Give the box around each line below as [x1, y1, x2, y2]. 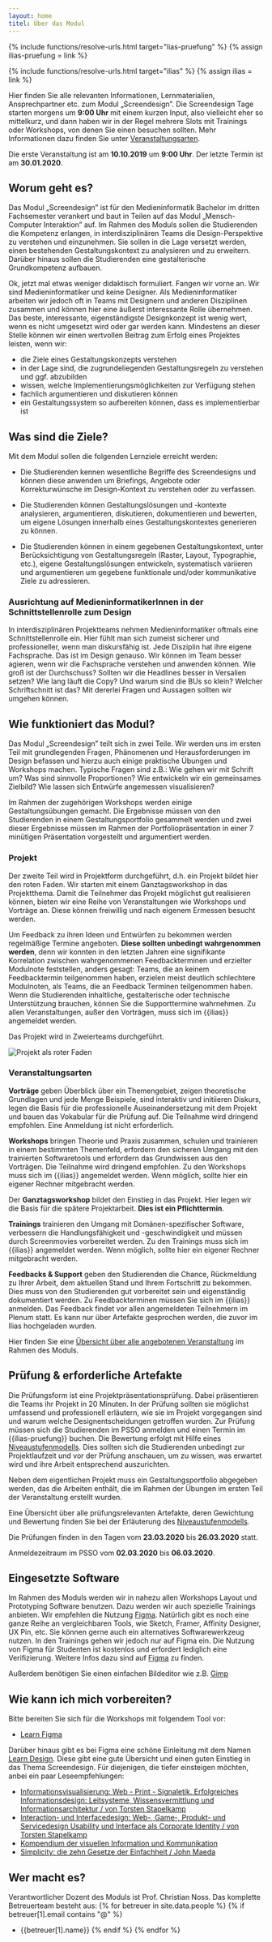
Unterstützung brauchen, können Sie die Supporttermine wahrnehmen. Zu [8, 998, 257, 1008]
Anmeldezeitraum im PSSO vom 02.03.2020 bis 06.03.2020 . [8, 1548, 215, 1558]
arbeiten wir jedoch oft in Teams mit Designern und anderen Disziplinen [8, 296, 248, 306]
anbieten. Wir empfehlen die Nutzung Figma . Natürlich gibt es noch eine [8, 1610, 249, 1620]
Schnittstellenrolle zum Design [8, 607, 132, 618]
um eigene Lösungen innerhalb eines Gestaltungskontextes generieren [19, 517, 257, 527]
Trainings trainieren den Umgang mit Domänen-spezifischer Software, [8, 1219, 244, 1228]
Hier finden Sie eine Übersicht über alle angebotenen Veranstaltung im [8, 1336, 244, 1346]
